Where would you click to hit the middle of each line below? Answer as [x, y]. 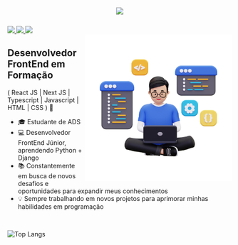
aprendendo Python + [50, 150]
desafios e [33, 183]
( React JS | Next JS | [39, 92]
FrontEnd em [36, 64]
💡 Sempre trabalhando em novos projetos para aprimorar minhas [113, 198]
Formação [30, 76]
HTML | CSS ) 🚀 [30, 107]
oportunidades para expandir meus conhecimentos [93, 191]
